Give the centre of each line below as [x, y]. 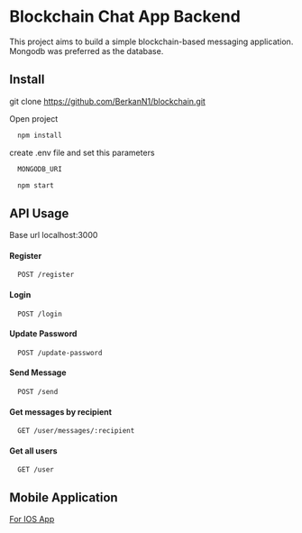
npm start [36, 185]
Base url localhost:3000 [54, 235]
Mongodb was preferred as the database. [87, 51]
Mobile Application [64, 497]
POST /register [46, 275]
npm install [40, 135]
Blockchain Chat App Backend [125, 17]
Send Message [38, 372]
